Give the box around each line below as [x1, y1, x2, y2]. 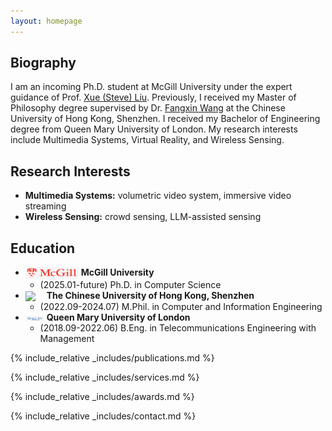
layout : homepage [10, 16, 83, 26]
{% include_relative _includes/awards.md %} [10, 391, 195, 403]
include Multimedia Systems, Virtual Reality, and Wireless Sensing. [10, 134, 285, 146]
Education [10, 240, 76, 257]
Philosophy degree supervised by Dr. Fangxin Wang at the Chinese [10, 102, 286, 114]
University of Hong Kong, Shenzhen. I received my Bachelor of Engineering [10, 113, 321, 125]
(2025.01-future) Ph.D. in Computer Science [39, 279, 222, 291]
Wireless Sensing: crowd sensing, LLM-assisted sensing [24, 211, 262, 223]
